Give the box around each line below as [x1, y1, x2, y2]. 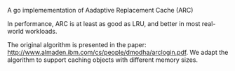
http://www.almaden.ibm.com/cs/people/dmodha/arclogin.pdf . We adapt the [7, 49, 229, 56]
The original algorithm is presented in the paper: [7, 41, 147, 49]
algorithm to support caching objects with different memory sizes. [7, 56, 199, 64]
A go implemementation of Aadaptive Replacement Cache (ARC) [7, 6, 194, 14]
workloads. [25, 27, 58, 35]
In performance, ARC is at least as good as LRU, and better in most [7, 20, 201, 27]
